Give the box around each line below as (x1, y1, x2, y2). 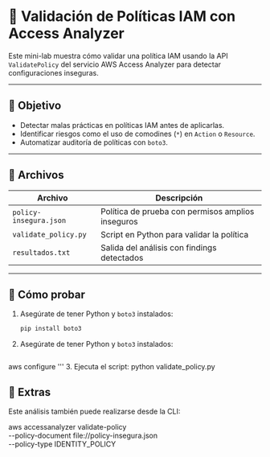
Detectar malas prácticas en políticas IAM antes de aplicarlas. (19, 120, 225, 130)
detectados (100, 252, 144, 263)
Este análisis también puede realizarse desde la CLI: (8, 406, 181, 417)
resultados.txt (12, 248, 71, 257)
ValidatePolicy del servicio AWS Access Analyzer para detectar (8, 60, 222, 69)
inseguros (100, 216, 138, 227)
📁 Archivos (8, 168, 64, 182)
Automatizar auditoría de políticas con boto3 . (19, 137, 169, 147)
